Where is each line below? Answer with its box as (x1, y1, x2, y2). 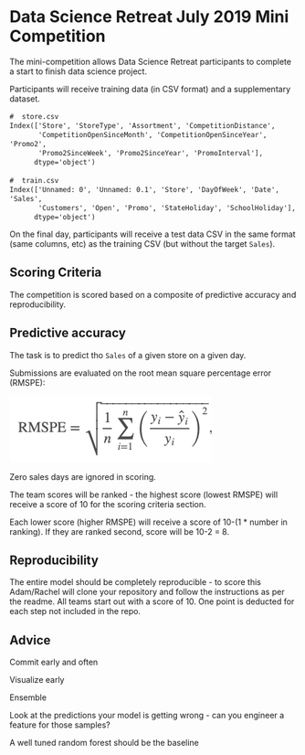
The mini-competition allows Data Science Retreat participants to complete (9, 56, 292, 67)
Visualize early (9, 675, 65, 686)
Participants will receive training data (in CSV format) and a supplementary (9, 83, 291, 94)
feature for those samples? (9, 719, 111, 730)
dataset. (9, 93, 41, 104)
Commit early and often (9, 656, 99, 668)
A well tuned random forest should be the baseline (9, 738, 199, 749)
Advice (9, 633, 51, 648)
